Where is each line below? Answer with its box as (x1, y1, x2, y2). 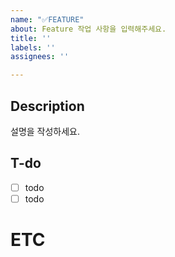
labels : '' (10, 42, 56, 53)
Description (10, 97, 85, 115)
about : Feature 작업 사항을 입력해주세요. (10, 24, 167, 34)
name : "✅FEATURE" (10, 14, 85, 25)
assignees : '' (10, 52, 70, 62)
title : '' (10, 33, 52, 43)
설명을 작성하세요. (10, 125, 81, 137)
